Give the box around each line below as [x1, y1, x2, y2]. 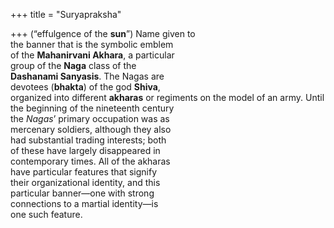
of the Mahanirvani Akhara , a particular [10, 49, 175, 61]
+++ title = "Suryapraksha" [10, 9, 122, 20]
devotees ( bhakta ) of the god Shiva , [10, 81, 161, 93]
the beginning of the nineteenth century [10, 102, 175, 114]
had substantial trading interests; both [10, 134, 167, 146]
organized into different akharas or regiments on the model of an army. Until [10, 92, 325, 103]
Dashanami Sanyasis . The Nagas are [10, 70, 165, 82]
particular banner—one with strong [10, 187, 155, 199]
